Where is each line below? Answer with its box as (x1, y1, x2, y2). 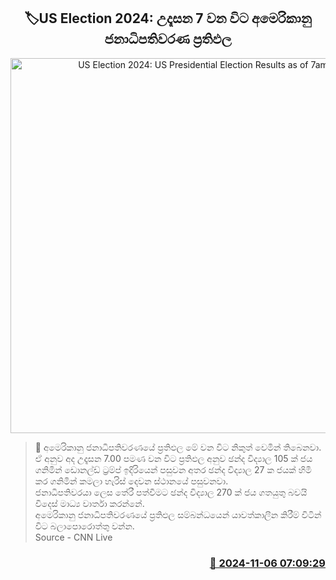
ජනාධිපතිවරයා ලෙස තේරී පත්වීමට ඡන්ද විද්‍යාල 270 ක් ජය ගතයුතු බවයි (34, 486, 308, 498)
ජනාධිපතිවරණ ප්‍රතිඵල (104, 31, 232, 48)
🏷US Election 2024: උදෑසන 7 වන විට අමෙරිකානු (24, 10, 312, 27)
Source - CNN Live (34, 531, 113, 543)
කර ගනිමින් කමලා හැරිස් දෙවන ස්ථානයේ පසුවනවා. (34, 475, 229, 487)
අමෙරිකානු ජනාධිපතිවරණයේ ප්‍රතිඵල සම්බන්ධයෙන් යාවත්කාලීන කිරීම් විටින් (34, 508, 322, 520)
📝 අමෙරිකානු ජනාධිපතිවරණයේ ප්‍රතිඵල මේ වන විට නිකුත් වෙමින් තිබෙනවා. (34, 441, 322, 453)
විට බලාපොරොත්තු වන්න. (34, 520, 135, 532)
